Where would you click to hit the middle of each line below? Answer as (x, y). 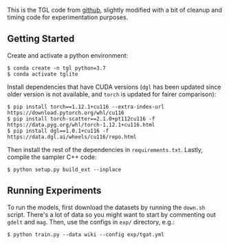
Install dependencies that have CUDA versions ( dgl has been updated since (114, 87)
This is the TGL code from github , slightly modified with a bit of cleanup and (115, 10)
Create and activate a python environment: (68, 55)
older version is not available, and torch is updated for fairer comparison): (112, 94)
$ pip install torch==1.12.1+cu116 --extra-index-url (86, 107)
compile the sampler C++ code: (52, 157)
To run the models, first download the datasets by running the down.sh (106, 207)
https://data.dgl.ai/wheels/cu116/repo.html (72, 137)
